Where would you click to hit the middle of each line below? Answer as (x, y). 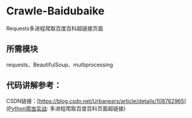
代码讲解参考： (34, 85)
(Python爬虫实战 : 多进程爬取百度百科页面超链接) (66, 108)
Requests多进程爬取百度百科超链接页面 (55, 28)
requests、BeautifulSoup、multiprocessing (60, 65)
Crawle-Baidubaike (55, 11)
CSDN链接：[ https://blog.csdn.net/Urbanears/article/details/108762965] (96, 101)
